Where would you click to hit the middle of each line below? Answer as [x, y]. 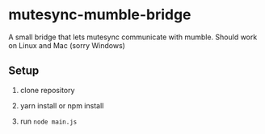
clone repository [47, 90]
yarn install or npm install [62, 105]
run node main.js [48, 121]
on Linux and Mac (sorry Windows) [67, 45]
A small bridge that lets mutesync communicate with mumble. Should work [133, 37]
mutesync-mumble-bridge [100, 15]
